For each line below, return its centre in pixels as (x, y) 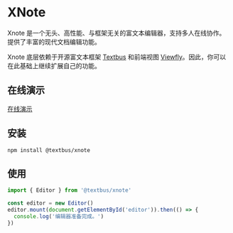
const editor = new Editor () (50, 203)
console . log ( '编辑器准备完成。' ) (59, 217)
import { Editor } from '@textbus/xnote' (70, 190)
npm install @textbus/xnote (49, 150)
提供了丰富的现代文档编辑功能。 (54, 42)
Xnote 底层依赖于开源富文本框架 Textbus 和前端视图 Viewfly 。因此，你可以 (117, 57)
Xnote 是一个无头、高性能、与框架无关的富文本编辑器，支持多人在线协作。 (116, 33)
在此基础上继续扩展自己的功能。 (54, 65)
